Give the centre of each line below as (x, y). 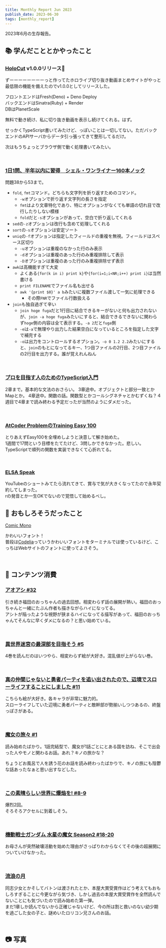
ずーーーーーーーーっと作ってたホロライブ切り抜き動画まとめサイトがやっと (83, 80)
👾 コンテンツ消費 (31, 575)
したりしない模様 (42, 212)
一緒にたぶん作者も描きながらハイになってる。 (70, 608)
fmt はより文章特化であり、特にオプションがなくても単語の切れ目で (88, 205)
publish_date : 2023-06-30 (32, 14)
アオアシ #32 (21, 590)
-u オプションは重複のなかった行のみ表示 (61, 249)
